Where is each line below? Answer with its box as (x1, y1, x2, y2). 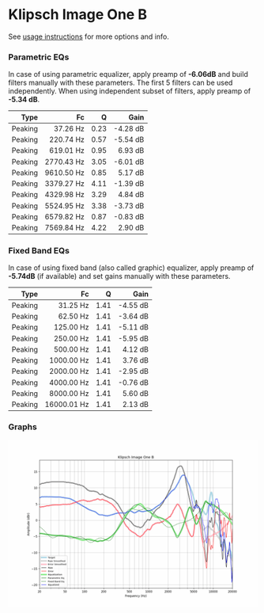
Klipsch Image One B (8, 6, 148, 24)
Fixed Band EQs (8, 245, 70, 256)
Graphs (8, 421, 37, 432)
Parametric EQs (8, 51, 70, 63)
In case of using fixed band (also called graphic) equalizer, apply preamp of (8, 263, 255, 272)
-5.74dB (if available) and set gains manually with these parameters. (8, 272, 231, 281)
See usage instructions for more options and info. (8, 32, 170, 41)
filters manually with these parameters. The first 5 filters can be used (8, 78, 233, 88)
